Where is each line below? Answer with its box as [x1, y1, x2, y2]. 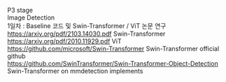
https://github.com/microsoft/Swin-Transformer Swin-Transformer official [7, 45, 220, 53]
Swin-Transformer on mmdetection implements [7, 67, 143, 75]
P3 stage [7, 6, 34, 14]
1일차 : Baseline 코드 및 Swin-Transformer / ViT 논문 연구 [7, 22, 167, 30]
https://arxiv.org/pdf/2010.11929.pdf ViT [7, 37, 122, 45]
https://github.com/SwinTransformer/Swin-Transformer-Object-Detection [7, 60, 218, 67]
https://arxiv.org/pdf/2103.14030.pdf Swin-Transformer [7, 29, 166, 38]
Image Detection [7, 13, 55, 22]
